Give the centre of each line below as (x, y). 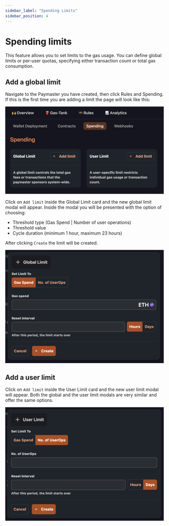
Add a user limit (30, 377)
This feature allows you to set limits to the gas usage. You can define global (83, 55)
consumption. (19, 66)
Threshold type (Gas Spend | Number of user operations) (72, 222)
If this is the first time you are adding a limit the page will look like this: (78, 100)
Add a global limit (33, 82)
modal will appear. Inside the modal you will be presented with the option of (83, 207)
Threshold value (29, 228)
